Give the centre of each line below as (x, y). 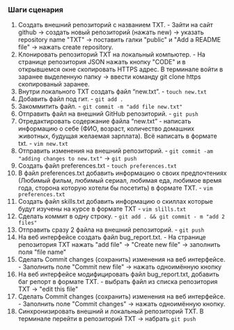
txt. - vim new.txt (43, 144)
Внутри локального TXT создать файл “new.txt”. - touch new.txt (112, 91)
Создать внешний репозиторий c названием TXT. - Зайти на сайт (115, 25)
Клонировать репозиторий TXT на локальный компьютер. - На (112, 54)
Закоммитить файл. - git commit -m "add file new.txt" (100, 107)
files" (28, 223)
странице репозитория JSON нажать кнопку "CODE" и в (102, 62)
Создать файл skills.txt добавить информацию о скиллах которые (115, 202)
